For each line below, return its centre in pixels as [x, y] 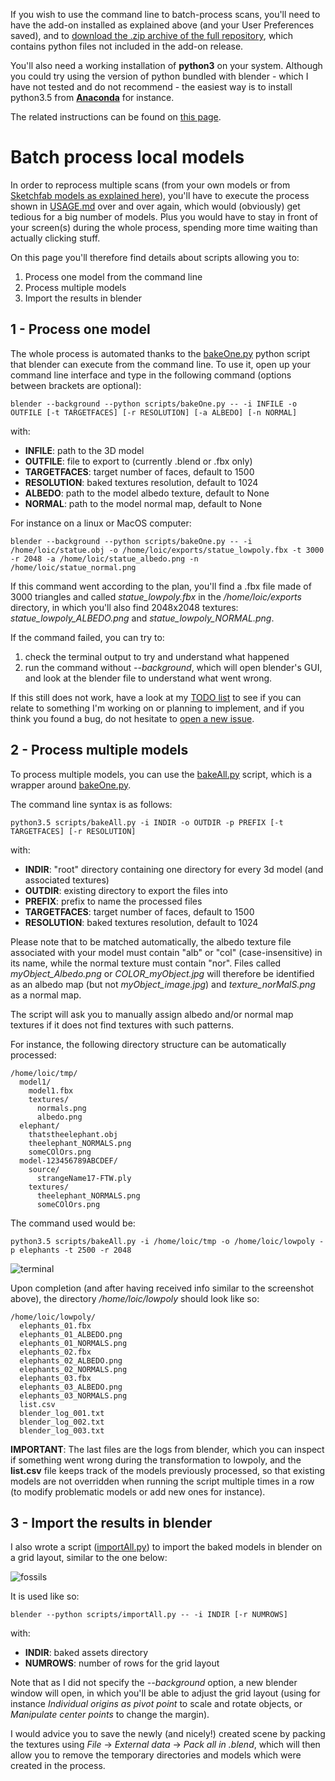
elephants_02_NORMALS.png [73, 1369]
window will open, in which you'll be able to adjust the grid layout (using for [165, 1693]
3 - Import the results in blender [111, 1522]
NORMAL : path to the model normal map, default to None [143, 503]
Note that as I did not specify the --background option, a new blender [154, 1683]
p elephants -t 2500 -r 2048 [71, 1250]
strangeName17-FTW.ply [84, 1178]
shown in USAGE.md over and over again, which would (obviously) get [155, 206]
